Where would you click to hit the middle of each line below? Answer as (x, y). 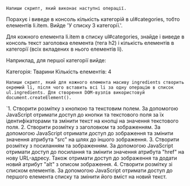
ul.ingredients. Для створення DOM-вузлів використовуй (75, 93)
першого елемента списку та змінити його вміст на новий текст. (87, 177)
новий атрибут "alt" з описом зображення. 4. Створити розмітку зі (89, 164)
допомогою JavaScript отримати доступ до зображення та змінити (90, 133)
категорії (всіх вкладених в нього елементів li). (65, 49)
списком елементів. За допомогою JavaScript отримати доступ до (89, 170)
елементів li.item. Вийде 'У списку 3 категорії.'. (64, 25)
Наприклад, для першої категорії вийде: (56, 60)
